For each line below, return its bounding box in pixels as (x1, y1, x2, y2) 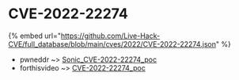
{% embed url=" (8, 31, 62, 40)
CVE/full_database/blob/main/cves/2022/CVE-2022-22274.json (8, 39, 216, 48)
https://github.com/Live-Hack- (60, 31, 161, 40)
